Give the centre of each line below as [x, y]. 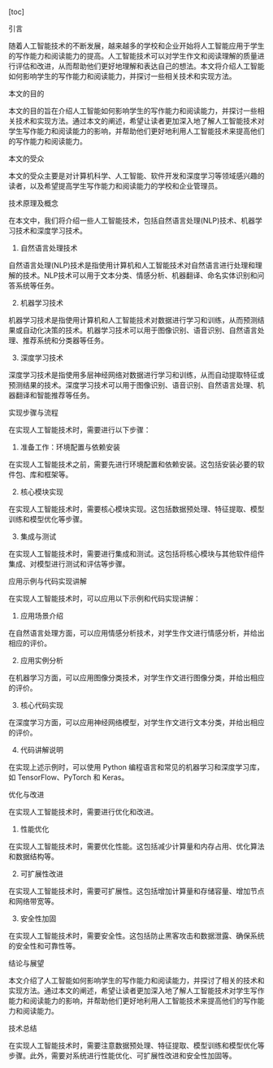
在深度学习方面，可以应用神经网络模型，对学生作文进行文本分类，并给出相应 [136, 722]
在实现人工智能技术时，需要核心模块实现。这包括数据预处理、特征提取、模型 [136, 509]
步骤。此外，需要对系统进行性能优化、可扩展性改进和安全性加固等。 [122, 1055]
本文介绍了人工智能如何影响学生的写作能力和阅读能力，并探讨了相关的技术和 [136, 980]
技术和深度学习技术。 [51, 230]
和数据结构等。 [33, 856]
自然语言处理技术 [49, 248]
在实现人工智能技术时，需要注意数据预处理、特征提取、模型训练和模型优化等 [136, 1045]
